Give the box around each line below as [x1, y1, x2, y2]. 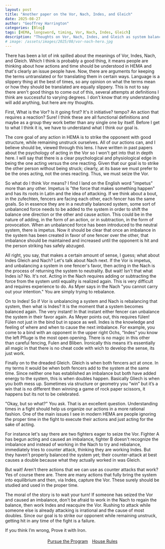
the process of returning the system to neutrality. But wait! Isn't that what [5, 268, 153, 274]
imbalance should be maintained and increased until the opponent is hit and [5, 237, 159, 243]
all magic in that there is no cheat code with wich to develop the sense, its [5, 345, 155, 351]
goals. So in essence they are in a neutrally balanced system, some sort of [5, 201, 156, 207]
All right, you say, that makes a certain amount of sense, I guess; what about [5, 252, 160, 258]
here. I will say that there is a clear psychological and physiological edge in [5, 155, 157, 161]
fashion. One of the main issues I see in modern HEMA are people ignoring [5, 411, 156, 417]
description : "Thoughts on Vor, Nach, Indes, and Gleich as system [5, 35, 146, 40]
